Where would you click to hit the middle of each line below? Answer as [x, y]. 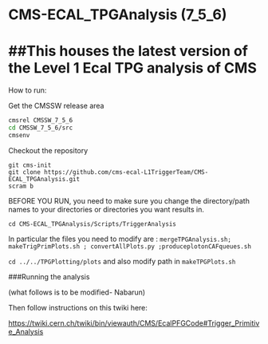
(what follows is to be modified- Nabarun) [77, 292]
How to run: [28, 90]
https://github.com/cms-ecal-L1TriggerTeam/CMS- [126, 172]
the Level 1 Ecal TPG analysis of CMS [132, 68]
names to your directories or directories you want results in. [106, 209]
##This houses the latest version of [128, 51]
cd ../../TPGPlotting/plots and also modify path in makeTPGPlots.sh [122, 261]
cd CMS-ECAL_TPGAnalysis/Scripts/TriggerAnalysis [93, 224]
